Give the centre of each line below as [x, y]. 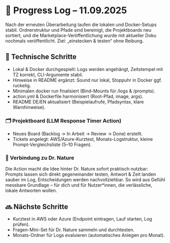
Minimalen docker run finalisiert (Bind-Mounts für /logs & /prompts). [84, 91]
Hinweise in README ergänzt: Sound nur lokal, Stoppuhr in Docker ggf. [87, 80]
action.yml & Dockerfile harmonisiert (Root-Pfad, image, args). [78, 96]
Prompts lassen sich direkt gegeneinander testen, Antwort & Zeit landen [81, 174]
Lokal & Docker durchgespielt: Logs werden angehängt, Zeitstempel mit [88, 69]
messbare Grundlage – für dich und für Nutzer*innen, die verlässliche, [79, 185]
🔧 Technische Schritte [41, 57]
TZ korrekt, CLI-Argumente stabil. [48, 75]
